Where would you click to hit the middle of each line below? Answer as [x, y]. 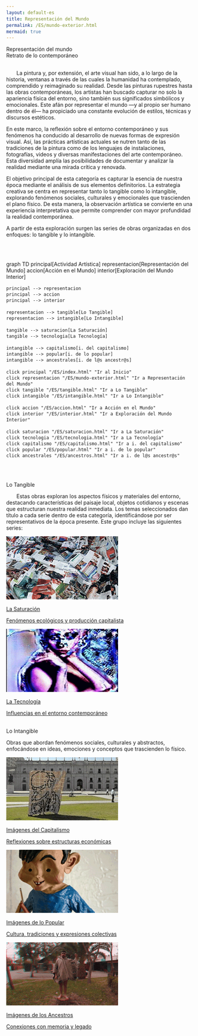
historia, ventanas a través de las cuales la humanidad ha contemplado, [94, 79]
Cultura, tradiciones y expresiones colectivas [62, 934]
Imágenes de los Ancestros [40, 1015]
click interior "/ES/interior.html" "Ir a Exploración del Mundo [89, 414]
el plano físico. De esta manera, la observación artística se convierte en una [99, 204]
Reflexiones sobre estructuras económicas [59, 841]
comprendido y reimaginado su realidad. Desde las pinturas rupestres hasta [99, 86]
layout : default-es [30, 13]
